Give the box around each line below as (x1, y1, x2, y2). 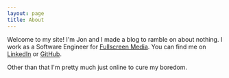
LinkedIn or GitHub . (7, 49, 62, 58)
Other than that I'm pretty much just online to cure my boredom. (7, 63, 187, 71)
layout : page (7, 10, 45, 17)
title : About (7, 16, 45, 23)
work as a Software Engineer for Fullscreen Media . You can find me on (7, 42, 206, 51)
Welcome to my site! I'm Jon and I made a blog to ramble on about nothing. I (7, 35, 223, 43)
